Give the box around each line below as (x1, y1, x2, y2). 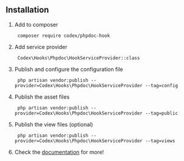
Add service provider (14, 43, 67, 50)
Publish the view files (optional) (14, 120, 94, 128)
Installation (5, 5, 49, 15)
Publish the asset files (14, 93, 70, 100)
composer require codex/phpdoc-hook (17, 33, 111, 39)
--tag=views (145, 137, 175, 144)
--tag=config (145, 82, 179, 88)
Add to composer (14, 21, 58, 28)
